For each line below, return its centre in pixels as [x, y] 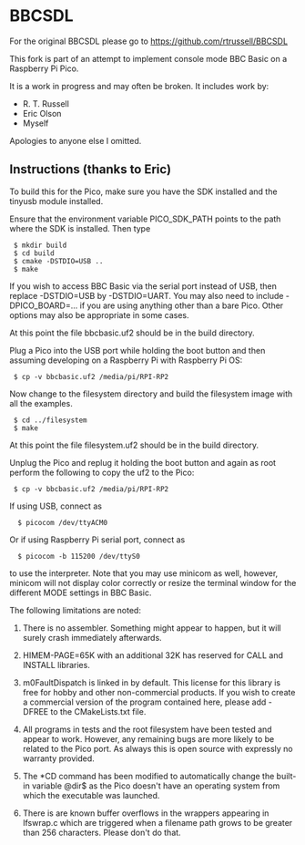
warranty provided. [58, 758]
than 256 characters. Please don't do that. [102, 832]
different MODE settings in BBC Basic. [81, 593]
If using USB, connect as [56, 506]
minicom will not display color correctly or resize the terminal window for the [153, 582]
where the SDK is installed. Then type [80, 228]
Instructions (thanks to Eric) [90, 170]
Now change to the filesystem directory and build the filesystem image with [151, 394]
